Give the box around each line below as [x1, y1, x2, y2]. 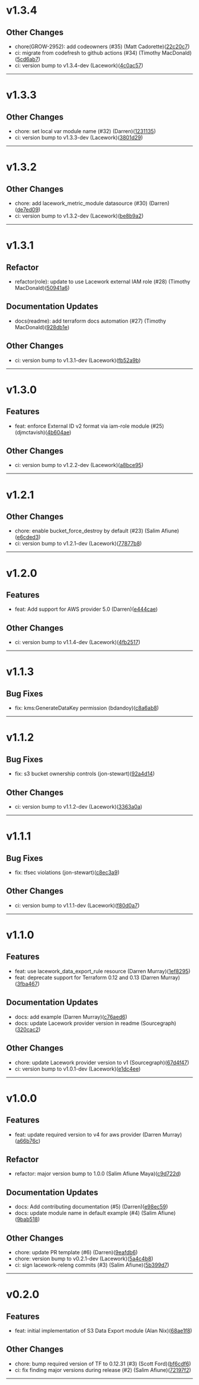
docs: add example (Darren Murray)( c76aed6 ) [14, 1013, 127, 1020]
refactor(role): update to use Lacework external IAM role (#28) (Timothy [14, 278, 191, 285]
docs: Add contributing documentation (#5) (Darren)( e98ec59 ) [14, 1203, 168, 1210]
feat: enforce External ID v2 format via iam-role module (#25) [14, 422, 165, 430]
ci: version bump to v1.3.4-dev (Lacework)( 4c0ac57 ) [14, 62, 144, 69]
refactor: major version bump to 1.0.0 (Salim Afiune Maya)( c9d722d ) [14, 1170, 181, 1177]
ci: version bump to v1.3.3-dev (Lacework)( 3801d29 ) [14, 134, 143, 141]
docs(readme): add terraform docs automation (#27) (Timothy [14, 317, 166, 324]
